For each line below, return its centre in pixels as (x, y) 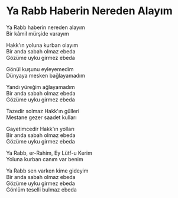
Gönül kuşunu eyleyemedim (40, 69)
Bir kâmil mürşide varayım (38, 33)
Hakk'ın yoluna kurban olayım (42, 45)
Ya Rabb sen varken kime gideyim (47, 171)
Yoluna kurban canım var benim (45, 159)
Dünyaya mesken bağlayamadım (46, 75)
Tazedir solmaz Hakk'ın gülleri (43, 111)
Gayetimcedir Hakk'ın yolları (41, 129)
